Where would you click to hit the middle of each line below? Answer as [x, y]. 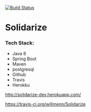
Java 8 [19, 54]
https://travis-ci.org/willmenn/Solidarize [45, 104]
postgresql [23, 70]
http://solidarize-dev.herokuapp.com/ [43, 95]
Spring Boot [24, 59]
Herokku [21, 85]
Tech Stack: [20, 43]
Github [19, 75]
